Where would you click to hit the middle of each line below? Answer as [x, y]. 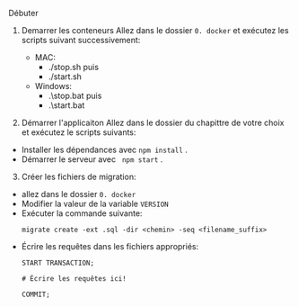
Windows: [53, 86]
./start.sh [65, 77]
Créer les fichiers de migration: [79, 176]
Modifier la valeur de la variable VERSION [95, 203]
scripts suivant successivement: [81, 40]
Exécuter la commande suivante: [82, 213]
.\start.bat [66, 105]
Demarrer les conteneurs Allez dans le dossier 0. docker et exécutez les [155, 30]
